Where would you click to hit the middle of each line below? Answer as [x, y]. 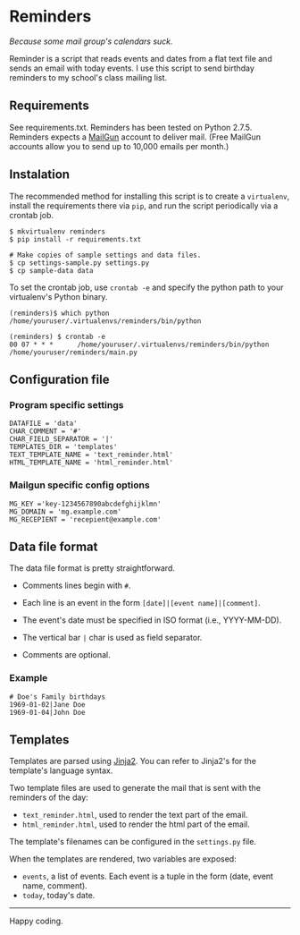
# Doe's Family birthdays [57, 697]
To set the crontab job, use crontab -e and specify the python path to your [146, 287]
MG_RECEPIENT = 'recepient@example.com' [86, 519]
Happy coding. [37, 921]
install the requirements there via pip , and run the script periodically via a [144, 205]
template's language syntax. [61, 770]
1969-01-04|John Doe [48, 712]
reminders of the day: [49, 797]
